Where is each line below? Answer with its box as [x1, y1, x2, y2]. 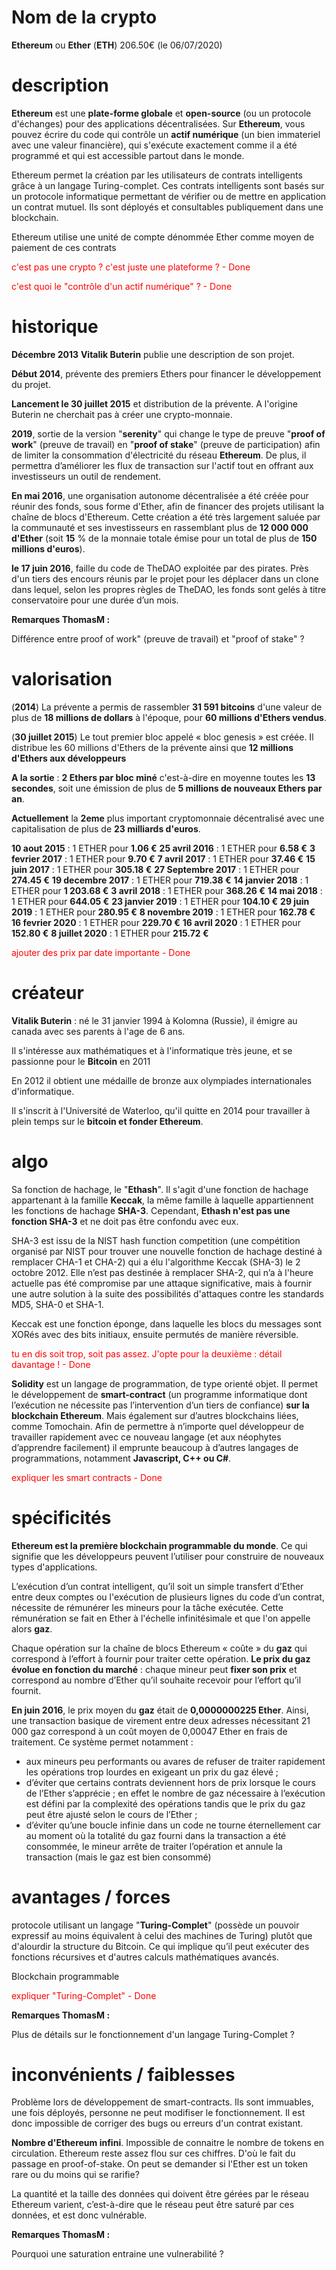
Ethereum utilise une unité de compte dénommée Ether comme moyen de [11, 231, 315, 243]
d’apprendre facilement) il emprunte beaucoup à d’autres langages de [11, 1441, 299, 1453]
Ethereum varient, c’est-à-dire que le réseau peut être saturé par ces [11, 2199, 295, 2211]
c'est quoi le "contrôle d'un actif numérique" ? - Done [11, 280, 233, 292]
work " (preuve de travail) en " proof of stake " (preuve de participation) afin [11, 438, 321, 450]
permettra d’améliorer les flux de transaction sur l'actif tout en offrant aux [11, 459, 314, 471]
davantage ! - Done [11, 1358, 91, 1370]
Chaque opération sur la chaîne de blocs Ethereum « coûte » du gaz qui [11, 1642, 308, 1654]
